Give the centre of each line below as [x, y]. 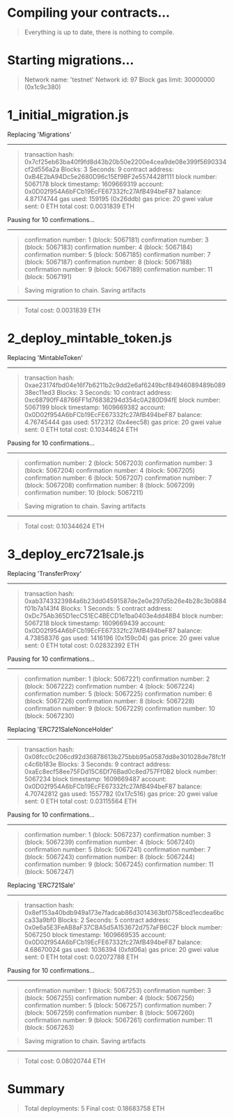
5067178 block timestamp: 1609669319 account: [94, 184]
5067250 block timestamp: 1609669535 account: [95, 934]
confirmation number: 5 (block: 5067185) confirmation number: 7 [117, 254]
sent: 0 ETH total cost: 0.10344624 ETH [81, 429]
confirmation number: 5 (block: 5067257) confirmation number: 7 [118, 1005]
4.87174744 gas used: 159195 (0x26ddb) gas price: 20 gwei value [118, 198]
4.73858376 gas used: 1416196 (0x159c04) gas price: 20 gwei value [122, 638]
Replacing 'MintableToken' [45, 357]
